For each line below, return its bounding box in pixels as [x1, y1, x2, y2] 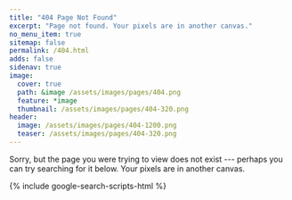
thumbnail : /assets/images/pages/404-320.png [17, 104, 190, 113]
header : [9, 112, 38, 121]
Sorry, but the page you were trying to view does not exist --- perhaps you [9, 154, 283, 164]
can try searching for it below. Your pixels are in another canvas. [9, 162, 246, 174]
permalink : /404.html [9, 46, 90, 55]
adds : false [9, 54, 53, 63]
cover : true [17, 79, 62, 88]
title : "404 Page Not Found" [9, 12, 118, 22]
